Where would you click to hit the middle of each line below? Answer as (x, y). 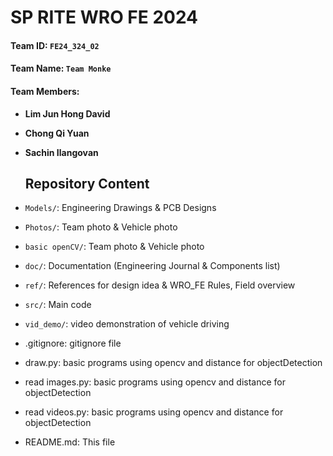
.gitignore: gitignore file (73, 343)
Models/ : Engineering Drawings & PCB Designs (120, 208)
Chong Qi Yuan (57, 133)
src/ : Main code (58, 305)
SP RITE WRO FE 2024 (104, 17)
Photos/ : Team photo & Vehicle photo (101, 227)
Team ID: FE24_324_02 (55, 45)
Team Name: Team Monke (61, 68)
